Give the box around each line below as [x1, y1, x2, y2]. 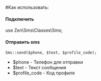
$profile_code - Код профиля [12, 70, 75, 76]
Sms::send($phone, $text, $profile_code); [5, 50, 97, 56]
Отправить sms [5, 39, 40, 45]
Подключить [5, 16, 34, 22]
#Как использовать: [5, 5, 49, 10]
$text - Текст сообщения [12, 65, 66, 71]
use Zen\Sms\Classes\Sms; [5, 28, 63, 34]
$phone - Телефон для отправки [12, 59, 83, 65]
